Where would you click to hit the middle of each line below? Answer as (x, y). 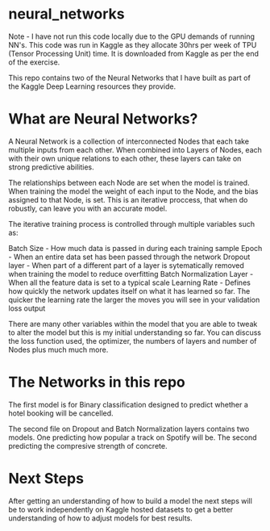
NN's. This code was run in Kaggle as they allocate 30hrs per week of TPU (133, 44)
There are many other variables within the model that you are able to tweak (133, 324)
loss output (27, 308)
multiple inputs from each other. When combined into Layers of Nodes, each (135, 149)
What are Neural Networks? (103, 119)
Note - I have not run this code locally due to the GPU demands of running (132, 36)
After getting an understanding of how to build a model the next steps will (130, 500)
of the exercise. (34, 62)
